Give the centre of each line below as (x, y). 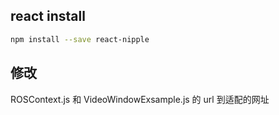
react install (48, 16)
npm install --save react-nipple (80, 39)
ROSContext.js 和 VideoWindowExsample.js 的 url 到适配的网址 (140, 99)
